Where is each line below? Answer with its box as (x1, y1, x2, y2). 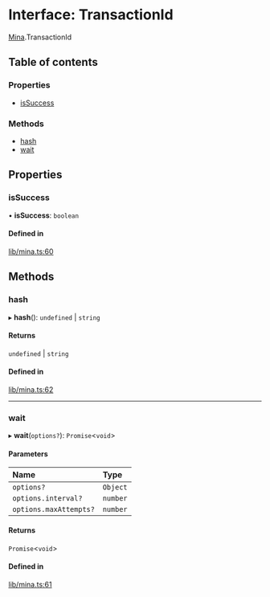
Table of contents (8, 55, 98, 69)
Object (102, 483, 128, 492)
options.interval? (12, 494, 83, 503)
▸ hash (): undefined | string (8, 312, 100, 322)
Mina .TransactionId (8, 32, 72, 42)
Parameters (8, 448, 48, 459)
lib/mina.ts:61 (8, 579, 52, 589)
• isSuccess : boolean (8, 211, 79, 220)
